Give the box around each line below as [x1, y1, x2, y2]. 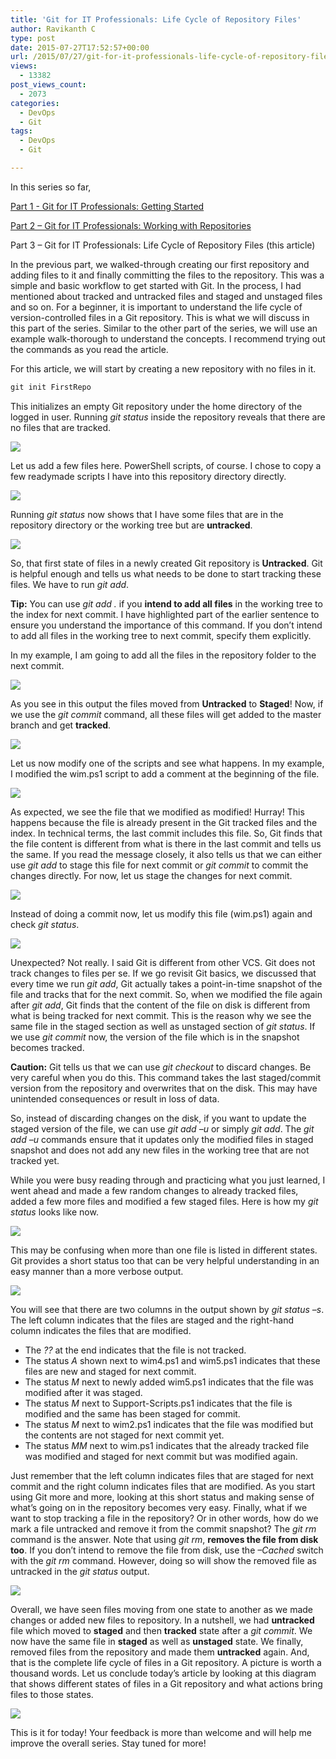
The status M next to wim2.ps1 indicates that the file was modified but [24, 1418, 314, 1430]
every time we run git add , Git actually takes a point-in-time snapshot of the [10, 977, 323, 990]
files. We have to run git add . [10, 578, 130, 590]
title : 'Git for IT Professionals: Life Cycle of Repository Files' [10, 14, 302, 25]
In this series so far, [10, 181, 92, 193]
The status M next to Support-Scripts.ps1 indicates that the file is [24, 1397, 293, 1409]
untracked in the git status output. [10, 1565, 150, 1577]
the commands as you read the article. [10, 343, 169, 355]
